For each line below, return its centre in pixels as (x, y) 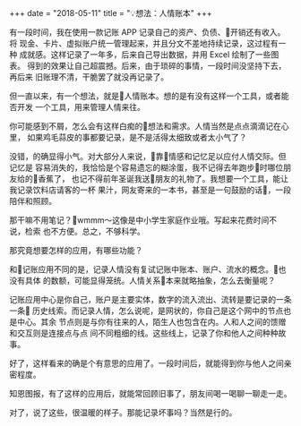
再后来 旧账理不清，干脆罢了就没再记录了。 (89, 77)
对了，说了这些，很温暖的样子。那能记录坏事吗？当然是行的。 (123, 413)
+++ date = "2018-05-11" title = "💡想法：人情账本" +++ (111, 13)
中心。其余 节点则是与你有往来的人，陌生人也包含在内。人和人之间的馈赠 (151, 322)
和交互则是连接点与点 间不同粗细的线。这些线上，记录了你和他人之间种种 (144, 333)
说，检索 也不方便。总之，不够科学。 (77, 231)
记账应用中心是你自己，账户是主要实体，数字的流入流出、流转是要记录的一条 (150, 299)
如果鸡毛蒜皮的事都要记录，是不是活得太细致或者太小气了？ (137, 137)
